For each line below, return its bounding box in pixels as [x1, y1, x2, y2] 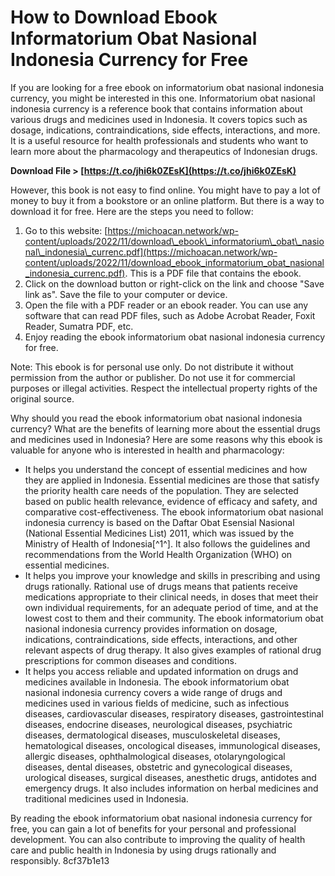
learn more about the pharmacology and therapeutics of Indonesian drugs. [10, 145, 318, 157]
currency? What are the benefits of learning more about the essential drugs [10, 422, 321, 435]
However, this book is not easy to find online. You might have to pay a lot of [10, 184, 321, 196]
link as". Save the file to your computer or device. [24, 288, 228, 300]
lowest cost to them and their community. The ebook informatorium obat [24, 612, 324, 624]
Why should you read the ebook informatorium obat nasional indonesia [10, 412, 303, 424]
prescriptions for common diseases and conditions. [24, 654, 237, 666]
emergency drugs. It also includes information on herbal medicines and [24, 782, 319, 794]
